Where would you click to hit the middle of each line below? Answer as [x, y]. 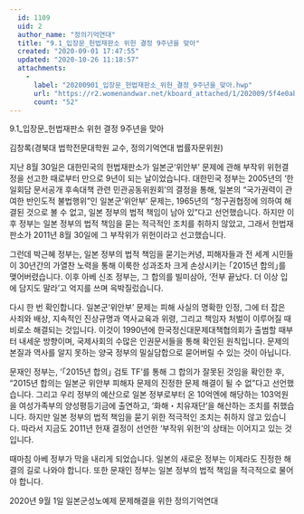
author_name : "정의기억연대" [66, 34]
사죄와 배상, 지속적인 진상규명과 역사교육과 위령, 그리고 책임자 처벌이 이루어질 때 [151, 319]
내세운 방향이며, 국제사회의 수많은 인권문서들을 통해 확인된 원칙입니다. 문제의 [154, 341]
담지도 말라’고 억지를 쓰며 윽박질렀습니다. [91, 288]
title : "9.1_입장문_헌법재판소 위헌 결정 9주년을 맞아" [109, 43]
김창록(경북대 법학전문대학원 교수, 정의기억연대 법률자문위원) [116, 148]
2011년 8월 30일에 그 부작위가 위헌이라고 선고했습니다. [129, 235]
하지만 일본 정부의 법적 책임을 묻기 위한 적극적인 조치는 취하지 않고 [145, 417]
